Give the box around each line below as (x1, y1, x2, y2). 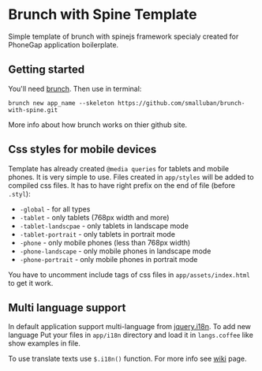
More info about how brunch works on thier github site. (8, 120, 188, 129)
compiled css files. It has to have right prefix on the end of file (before (8, 180, 235, 190)
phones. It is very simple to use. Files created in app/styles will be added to (8, 172, 254, 182)
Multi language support (8, 301, 126, 314)
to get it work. (8, 278, 54, 287)
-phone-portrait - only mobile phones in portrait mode (19, 254, 198, 264)
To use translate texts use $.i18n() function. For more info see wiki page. (8, 354, 247, 364)
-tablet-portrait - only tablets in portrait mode (19, 229, 176, 238)
